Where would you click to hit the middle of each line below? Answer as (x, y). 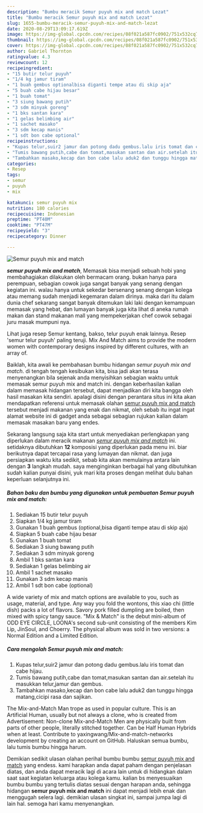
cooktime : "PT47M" (30, 225)
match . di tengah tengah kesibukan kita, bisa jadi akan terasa (83, 371)
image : (15, 34)
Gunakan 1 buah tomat (43, 540)
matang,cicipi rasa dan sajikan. (54, 696)
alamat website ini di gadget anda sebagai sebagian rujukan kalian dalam (98, 416)
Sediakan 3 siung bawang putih (55, 546)
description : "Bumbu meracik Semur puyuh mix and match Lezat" (88, 12)
